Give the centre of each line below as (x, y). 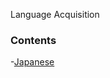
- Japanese (32, 62)
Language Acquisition (55, 14)
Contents (33, 40)
